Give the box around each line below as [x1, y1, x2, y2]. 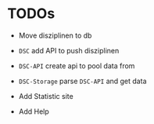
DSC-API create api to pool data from [18, 60, 135, 71]
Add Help [18, 107, 50, 116]
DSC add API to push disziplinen [18, 46, 120, 55]
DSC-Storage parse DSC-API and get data [18, 76, 147, 86]
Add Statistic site [18, 91, 73, 100]
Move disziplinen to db [18, 31, 92, 40]
